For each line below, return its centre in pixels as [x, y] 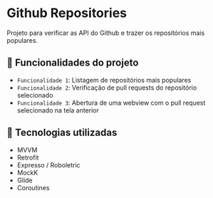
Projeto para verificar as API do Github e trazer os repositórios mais [106, 33]
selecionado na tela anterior [58, 110]
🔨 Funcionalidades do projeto [73, 63]
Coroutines [33, 187]
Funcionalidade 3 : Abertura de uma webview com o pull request [111, 103]
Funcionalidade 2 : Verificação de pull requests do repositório [107, 88]
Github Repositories [67, 13]
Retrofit [28, 157]
